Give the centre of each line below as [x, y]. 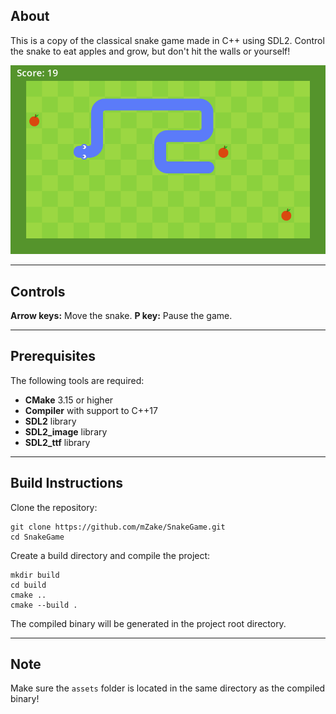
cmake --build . [44, 605]
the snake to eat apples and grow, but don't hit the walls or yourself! [150, 51]
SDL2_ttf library [57, 442]
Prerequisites [53, 356]
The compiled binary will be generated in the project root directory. [148, 623]
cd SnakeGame [37, 537]
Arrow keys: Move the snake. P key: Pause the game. [121, 316]
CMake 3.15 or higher [69, 400]
